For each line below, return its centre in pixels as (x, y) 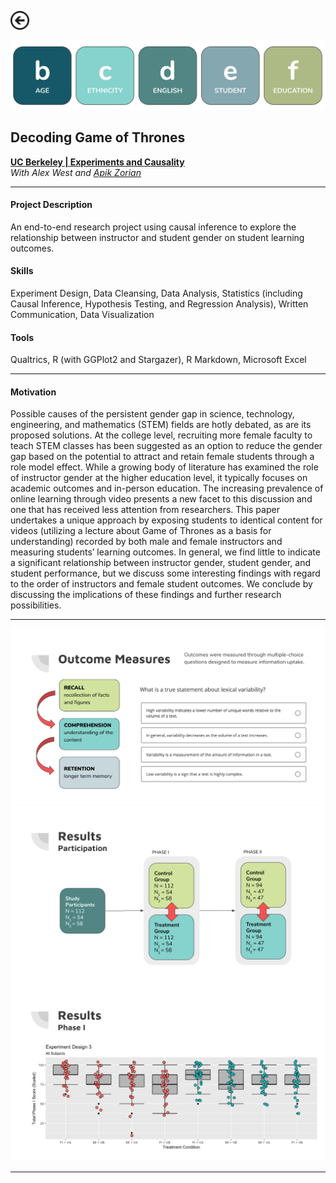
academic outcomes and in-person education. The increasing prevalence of (167, 488)
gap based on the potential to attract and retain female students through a (162, 457)
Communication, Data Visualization (82, 314)
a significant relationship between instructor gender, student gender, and (161, 563)
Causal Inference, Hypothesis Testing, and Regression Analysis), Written (159, 303)
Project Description (51, 205)
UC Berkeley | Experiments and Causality (97, 162)
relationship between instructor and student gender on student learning (157, 237)
